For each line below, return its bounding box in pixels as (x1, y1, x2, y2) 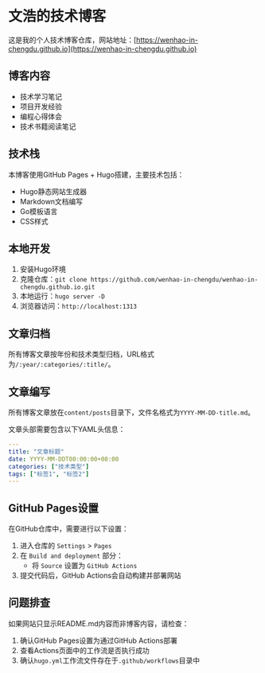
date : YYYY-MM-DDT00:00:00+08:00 (8, 455, 119, 463)
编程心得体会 (19, 111, 62, 121)
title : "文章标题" (8, 447, 65, 456)
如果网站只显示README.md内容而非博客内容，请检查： (8, 618, 189, 628)
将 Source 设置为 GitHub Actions (31, 561, 138, 570)
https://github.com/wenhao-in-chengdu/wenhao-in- (90, 276, 259, 284)
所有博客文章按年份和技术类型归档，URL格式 (8, 349, 155, 359)
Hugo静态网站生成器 (19, 186, 88, 196)
